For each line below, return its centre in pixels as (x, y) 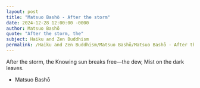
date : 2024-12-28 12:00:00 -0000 (48, 23)
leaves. (15, 68)
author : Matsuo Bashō (33, 28)
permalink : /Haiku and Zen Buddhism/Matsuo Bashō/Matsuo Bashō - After (97, 45)
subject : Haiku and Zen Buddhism (48, 39)
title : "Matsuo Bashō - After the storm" (58, 17)
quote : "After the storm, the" (45, 34)
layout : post (22, 12)
